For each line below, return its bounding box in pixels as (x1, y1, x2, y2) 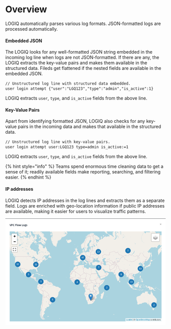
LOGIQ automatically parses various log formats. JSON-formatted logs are (5, 20, 161, 27)
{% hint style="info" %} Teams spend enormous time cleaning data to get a (5, 163, 164, 169)
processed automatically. (5, 26, 58, 32)
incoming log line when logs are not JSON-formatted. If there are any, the (5, 55, 159, 61)
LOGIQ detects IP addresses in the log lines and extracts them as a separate (5, 197, 165, 204)
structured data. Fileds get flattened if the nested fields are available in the (5, 65, 162, 71)
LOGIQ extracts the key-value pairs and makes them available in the (5, 60, 148, 66)
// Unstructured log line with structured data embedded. (5, 81, 131, 86)
